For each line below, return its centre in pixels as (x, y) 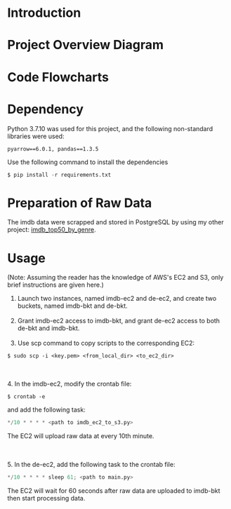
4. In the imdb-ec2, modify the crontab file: (70, 384)
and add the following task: (46, 410)
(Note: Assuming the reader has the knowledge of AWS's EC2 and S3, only (115, 278)
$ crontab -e (26, 397)
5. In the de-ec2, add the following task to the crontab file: (91, 465)
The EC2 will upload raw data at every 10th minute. (81, 436)
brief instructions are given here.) (55, 285)
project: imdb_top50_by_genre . (52, 230)
